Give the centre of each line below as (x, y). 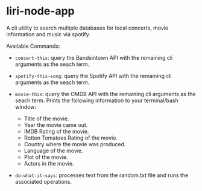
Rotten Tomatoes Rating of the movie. (71, 138)
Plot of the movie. (46, 157)
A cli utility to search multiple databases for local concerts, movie (87, 28)
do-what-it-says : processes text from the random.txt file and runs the (102, 175)
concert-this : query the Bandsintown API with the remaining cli (94, 57)
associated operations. (43, 181)
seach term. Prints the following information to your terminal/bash (97, 100)
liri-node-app (40, 11)
